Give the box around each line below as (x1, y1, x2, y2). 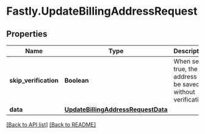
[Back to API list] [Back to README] (6, 121, 96, 128)
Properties (6, 29, 48, 39)
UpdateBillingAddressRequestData (64, 105, 168, 114)
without (173, 87, 195, 96)
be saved (173, 80, 200, 88)
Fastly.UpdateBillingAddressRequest (6, 4, 198, 18)
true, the (173, 65, 198, 73)
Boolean (64, 76, 89, 84)
